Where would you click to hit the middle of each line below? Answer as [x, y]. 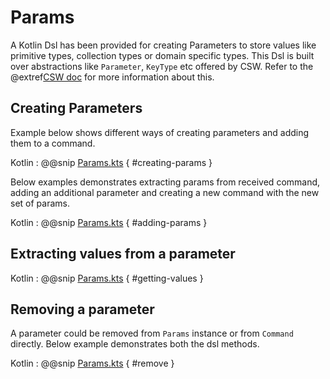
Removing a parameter [82, 309]
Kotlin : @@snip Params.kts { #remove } [92, 363]
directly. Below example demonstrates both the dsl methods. [135, 344]
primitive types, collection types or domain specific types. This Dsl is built [162, 55]
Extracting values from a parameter [123, 254]
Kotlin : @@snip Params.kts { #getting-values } [107, 278]
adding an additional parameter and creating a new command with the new [165, 192]
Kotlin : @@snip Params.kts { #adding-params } [109, 222]
